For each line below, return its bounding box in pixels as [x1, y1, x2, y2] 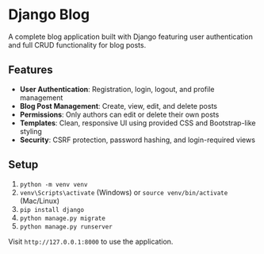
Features [8, 63, 53, 77]
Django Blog [8, 6, 90, 24]
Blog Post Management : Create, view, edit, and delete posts [19, 101, 218, 110]
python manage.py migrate [19, 214, 105, 222]
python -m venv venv [19, 180, 88, 188]
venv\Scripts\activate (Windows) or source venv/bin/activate [19, 187, 228, 197]
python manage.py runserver [19, 222, 113, 231]
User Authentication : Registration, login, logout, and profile [19, 84, 215, 94]
